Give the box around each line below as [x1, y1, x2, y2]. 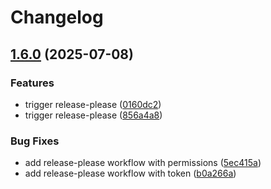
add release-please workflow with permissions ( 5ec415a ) [24, 157, 262, 169]
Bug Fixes [10, 134, 60, 148]
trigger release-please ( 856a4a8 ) [24, 109, 163, 121]
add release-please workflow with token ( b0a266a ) [24, 167, 237, 180]
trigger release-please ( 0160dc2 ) [24, 98, 162, 110]
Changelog [10, 6, 104, 29]
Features [10, 76, 55, 90]
